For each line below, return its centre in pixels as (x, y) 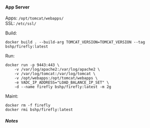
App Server (18, 7)
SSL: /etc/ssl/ (21, 23)
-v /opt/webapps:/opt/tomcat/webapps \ (56, 78)
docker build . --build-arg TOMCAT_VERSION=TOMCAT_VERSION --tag (75, 42)
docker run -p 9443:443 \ (32, 65)
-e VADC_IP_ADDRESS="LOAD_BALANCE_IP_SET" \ (62, 82)
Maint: (12, 96)
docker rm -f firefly (28, 105)
